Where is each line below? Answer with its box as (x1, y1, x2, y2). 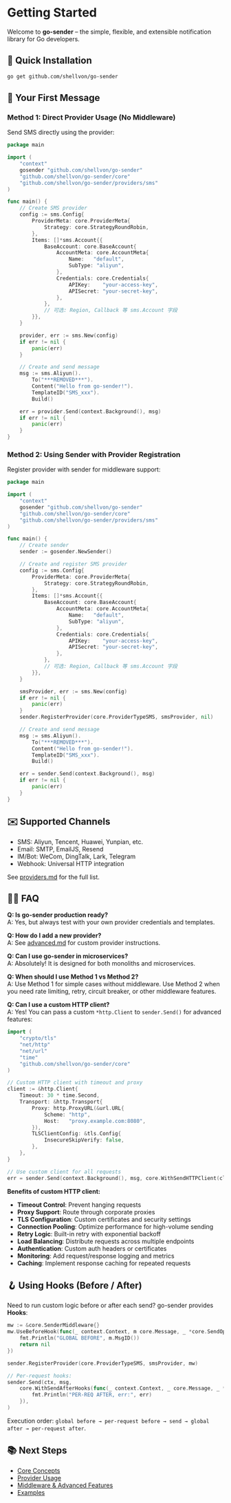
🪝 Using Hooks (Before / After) (7, 1280, 142, 1291)
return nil (19, 1341, 51, 1348)
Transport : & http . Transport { (19, 1098, 103, 1106)
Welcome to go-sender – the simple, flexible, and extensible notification (7, 27, 212, 36)
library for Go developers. (7, 34, 80, 43)
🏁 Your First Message (7, 92, 100, 104)
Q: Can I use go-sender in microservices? (7, 952, 129, 960)
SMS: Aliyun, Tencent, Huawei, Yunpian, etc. (16, 837, 144, 846)
